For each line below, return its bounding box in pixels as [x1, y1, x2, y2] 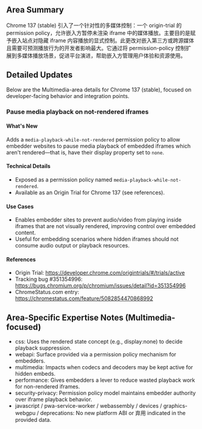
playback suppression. [14, 344, 72, 352]
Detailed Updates [6, 70, 73, 80]
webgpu [14, 410, 36, 417]
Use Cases [6, 203, 34, 210]
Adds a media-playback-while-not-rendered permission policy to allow [6, 136, 181, 143]
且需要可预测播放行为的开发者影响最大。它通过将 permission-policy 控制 [6, 44, 186, 51]
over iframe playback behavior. [14, 396, 92, 403]
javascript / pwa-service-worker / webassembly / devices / [14, 402, 162, 410]
